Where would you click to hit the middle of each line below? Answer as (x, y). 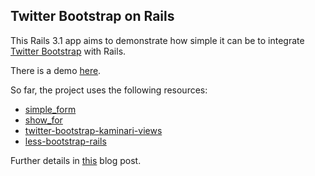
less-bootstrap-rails (65, 141)
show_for (43, 120)
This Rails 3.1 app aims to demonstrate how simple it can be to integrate (157, 40)
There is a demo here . (56, 70)
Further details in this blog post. (76, 160)
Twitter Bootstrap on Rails (92, 16)
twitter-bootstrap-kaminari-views (93, 130)
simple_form (50, 109)
